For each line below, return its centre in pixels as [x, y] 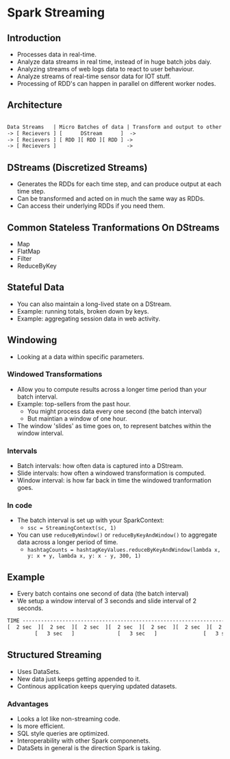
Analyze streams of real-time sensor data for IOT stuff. [94, 76]
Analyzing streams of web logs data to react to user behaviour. [105, 69]
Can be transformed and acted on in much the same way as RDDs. [111, 199]
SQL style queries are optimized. [63, 733]
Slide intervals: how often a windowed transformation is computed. [111, 473]
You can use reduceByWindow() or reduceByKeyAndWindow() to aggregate [117, 535]
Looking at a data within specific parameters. [81, 357]
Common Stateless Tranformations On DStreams [114, 227]
